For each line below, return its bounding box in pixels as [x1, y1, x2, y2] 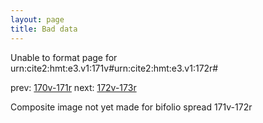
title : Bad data [10, 24, 78, 34]
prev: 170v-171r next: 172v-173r [10, 81, 137, 93]
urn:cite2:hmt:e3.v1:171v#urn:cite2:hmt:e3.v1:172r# [10, 62, 219, 74]
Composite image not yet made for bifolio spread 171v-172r [10, 101, 253, 113]
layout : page [10, 14, 65, 25]
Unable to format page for [10, 51, 118, 63]
